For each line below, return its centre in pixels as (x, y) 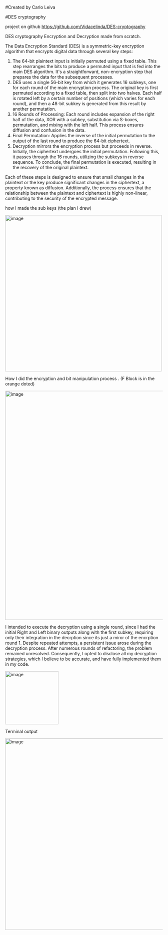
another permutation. (34, 109)
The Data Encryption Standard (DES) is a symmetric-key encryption (75, 46)
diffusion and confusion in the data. (49, 130)
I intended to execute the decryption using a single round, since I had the (80, 627)
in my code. (17, 664)
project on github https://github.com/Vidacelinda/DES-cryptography (75, 27)
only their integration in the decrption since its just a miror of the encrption (82, 637)
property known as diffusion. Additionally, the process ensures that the (78, 188)
